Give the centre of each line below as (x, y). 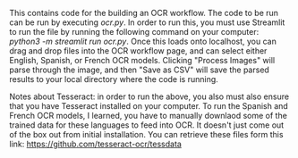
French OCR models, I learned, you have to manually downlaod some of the (149, 116)
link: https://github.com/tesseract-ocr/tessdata (95, 144)
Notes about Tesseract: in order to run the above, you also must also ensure (149, 96)
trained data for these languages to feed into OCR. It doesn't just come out (147, 125)
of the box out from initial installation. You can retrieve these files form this (146, 134)
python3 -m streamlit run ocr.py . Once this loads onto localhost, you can (143, 41)
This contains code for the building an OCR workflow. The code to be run (144, 13)
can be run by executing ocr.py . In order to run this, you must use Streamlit (147, 22)
